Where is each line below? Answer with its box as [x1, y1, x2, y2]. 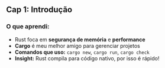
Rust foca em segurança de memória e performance [14, 35, 146, 43]
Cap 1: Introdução [6, 5, 73, 15]
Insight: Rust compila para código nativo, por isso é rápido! [14, 54, 160, 61]
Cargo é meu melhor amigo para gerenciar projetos [14, 42, 140, 49]
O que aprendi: [6, 22, 50, 31]
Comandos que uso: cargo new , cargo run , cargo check [14, 48, 150, 56]
